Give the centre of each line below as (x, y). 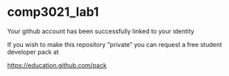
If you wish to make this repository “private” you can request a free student (114, 44)
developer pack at (33, 52)
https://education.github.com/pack (57, 65)
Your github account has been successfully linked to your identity (101, 31)
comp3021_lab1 (53, 12)
